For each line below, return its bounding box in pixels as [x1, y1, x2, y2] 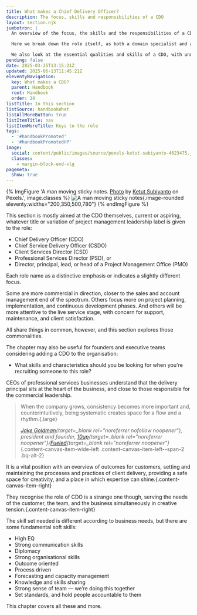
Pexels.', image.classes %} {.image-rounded [6, 195, 184, 202]
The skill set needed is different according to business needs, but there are [6, 517, 188, 524]
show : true [11, 172, 38, 178]
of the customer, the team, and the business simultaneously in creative [6, 500, 177, 507]
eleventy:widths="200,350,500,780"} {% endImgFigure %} [6, 200, 149, 208]
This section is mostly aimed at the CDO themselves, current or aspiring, [6, 212, 181, 219]
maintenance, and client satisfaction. [6, 315, 95, 322]
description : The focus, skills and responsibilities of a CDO [6, 14, 164, 20]
